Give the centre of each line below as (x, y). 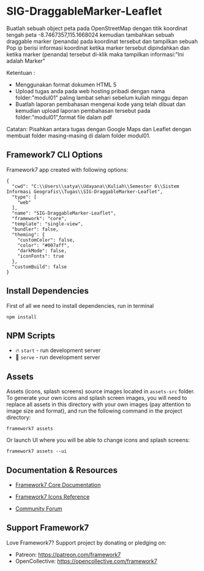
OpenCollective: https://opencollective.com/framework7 (86, 561)
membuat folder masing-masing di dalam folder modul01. (79, 136)
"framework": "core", (40, 218)
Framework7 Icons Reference (52, 497)
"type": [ (24, 197)
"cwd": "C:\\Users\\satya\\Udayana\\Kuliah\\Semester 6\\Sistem (96, 186)
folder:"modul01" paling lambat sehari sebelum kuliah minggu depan (101, 98)
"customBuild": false (40, 267)
